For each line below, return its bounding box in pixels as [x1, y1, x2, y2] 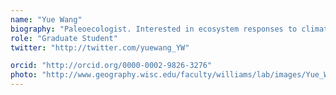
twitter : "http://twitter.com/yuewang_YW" [10, 42, 190, 53]
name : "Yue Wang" [10, 14, 83, 25]
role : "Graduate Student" [10, 33, 118, 43]
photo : [10, 70, 38, 80]
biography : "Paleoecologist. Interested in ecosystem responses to [10, 24, 298, 34]
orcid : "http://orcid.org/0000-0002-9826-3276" [10, 61, 213, 71]
